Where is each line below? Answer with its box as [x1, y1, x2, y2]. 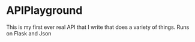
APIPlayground [6, 4, 83, 17]
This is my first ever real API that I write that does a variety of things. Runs [6, 23, 190, 31]
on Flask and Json [6, 29, 52, 37]
